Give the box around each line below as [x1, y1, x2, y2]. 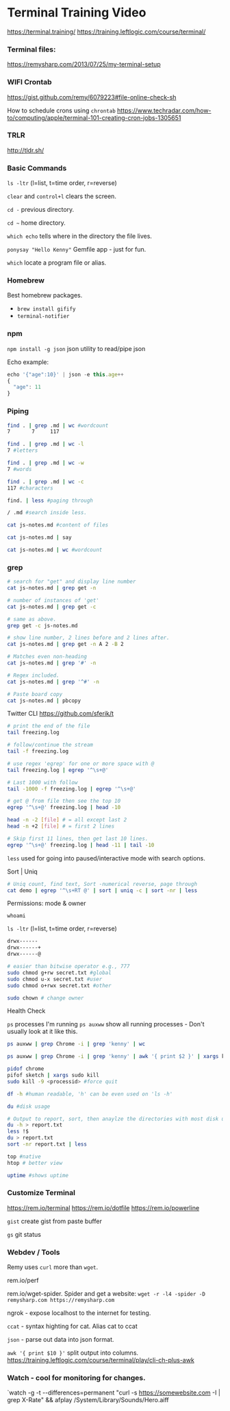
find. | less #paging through [7, 497, 94, 504]
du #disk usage [7, 1102, 51, 1110]
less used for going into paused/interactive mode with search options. [7, 854, 205, 862]
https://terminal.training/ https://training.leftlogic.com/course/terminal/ [7, 27, 206, 36]
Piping [7, 407, 29, 416]
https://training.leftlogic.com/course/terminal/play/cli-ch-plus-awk [7, 1356, 195, 1364]
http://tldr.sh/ [7, 146, 44, 154]
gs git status [7, 1230, 41, 1238]
